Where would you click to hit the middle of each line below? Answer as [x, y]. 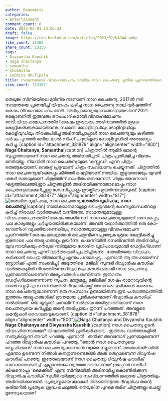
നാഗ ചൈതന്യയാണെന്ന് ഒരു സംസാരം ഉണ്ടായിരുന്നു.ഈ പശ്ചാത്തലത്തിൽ [84, 291]
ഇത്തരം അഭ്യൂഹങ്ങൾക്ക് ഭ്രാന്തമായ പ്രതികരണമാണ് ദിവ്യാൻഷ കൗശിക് [78, 297]
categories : [18, 15]
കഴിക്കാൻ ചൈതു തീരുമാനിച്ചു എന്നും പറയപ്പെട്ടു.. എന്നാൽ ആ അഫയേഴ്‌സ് [82, 257]
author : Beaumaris [24, 10]
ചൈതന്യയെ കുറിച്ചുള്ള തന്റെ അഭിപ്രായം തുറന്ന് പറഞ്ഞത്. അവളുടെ [75, 308]
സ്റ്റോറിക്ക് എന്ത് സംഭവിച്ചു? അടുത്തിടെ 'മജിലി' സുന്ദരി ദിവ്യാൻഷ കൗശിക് [80, 263]
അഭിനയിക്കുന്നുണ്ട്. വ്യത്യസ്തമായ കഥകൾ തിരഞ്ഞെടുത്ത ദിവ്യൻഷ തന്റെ [78, 381]
